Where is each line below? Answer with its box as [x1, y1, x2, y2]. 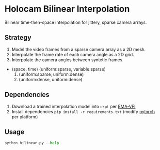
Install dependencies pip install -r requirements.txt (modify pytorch [11, 108, 155, 115]
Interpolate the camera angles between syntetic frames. [11, 57, 124, 63]
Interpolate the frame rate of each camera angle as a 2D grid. [11, 51, 134, 57]
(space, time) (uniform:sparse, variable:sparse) [11, 66, 106, 72]
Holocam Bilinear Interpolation [4, 3, 130, 15]
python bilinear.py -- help [4, 141, 59, 146]
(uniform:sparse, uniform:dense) [18, 71, 84, 77]
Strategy [4, 33, 32, 42]
